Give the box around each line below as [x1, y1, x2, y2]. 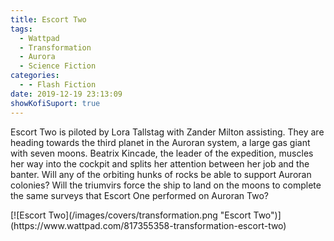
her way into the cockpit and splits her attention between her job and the [10, 157, 310, 170]
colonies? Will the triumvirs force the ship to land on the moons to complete [10, 179, 322, 191]
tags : [10, 24, 33, 34]
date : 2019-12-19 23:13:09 [10, 89, 123, 99]
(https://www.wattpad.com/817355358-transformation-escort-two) [10, 219, 287, 231]
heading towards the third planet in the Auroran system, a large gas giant [10, 136, 311, 148]
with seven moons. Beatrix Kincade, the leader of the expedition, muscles [10, 147, 314, 159]
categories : [10, 71, 60, 81]
